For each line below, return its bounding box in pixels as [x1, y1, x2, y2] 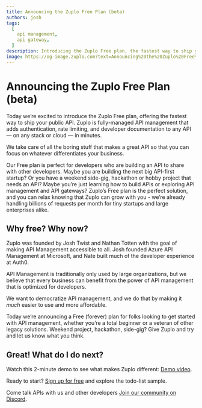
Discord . [6, 395, 27, 403]
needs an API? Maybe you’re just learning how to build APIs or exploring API [6, 180, 195, 187]
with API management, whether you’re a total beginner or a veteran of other [6, 319, 194, 327]
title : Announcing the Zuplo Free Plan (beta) [6, 8, 125, 15]
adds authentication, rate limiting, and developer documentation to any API [6, 125, 191, 133]
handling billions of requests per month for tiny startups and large [6, 199, 169, 207]
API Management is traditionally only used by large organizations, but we [6, 271, 187, 278]
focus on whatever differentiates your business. [6, 149, 124, 157]
